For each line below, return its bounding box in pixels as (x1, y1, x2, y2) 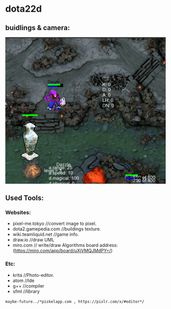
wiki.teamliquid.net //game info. (12, 231, 79, 238)
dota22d (5, 3, 42, 15)
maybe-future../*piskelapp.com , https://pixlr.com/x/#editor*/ (5, 299, 145, 304)
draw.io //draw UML (12, 237, 54, 243)
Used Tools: (5, 194, 44, 202)
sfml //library (12, 288, 40, 294)
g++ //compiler (12, 282, 45, 289)
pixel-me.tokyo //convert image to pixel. (12, 220, 97, 227)
